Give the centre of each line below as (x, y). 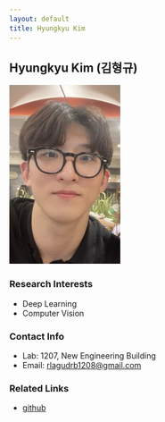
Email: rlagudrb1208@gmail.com (82, 365)
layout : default (39, 19)
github (34, 408)
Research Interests (51, 284)
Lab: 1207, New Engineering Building (89, 355)
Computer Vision (53, 313)
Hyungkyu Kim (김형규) (74, 68)
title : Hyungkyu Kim (48, 28)
